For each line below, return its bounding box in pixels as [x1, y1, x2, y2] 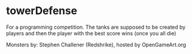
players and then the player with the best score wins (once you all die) [6, 29, 177, 36]
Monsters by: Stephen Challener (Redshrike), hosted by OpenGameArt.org [6, 41, 187, 48]
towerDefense [6, 4, 78, 18]
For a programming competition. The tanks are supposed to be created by [6, 23, 186, 31]
